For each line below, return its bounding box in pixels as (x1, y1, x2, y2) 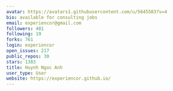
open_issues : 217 (6, 48, 50, 54)
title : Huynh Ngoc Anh (6, 64, 63, 71)
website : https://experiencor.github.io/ (6, 75, 111, 81)
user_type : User (6, 70, 47, 76)
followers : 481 (6, 25, 44, 32)
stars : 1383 (6, 59, 36, 65)
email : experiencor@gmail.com (6, 20, 82, 26)
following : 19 (6, 31, 42, 37)
